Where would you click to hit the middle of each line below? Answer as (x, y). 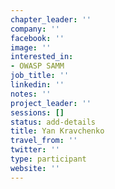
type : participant (48, 159)
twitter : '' (35, 150)
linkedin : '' (37, 85)
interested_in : (42, 57)
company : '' (35, 29)
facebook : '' (37, 38)
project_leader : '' (51, 103)
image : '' (31, 47)
